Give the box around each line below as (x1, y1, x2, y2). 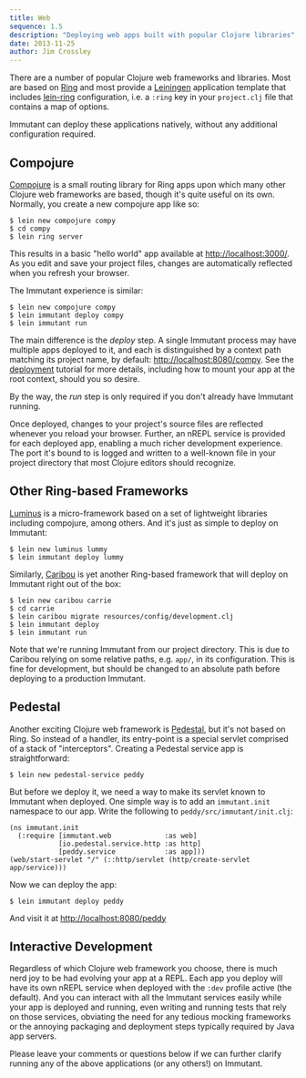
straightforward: (9, 753, 70, 764)
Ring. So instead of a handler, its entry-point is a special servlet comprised (9, 733, 289, 744)
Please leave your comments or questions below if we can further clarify (9, 1049, 282, 1060)
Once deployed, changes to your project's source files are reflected (9, 418, 264, 429)
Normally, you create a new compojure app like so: (9, 198, 200, 210)
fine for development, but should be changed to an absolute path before (9, 662, 280, 674)
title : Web (9, 13, 51, 23)
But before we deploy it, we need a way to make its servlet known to (9, 785, 266, 797)
